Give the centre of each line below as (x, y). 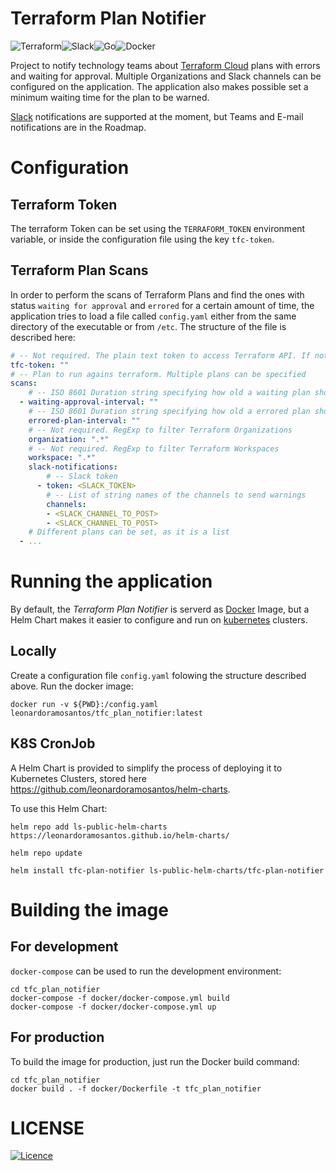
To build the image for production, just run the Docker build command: (155, 1061)
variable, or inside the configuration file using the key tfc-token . (142, 239)
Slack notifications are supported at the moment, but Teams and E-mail (157, 116)
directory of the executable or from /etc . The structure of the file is (148, 326)
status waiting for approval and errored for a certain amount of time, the (162, 305)
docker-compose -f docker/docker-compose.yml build (120, 998)
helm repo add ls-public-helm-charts (89, 827)
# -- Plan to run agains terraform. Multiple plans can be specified (158, 374)
